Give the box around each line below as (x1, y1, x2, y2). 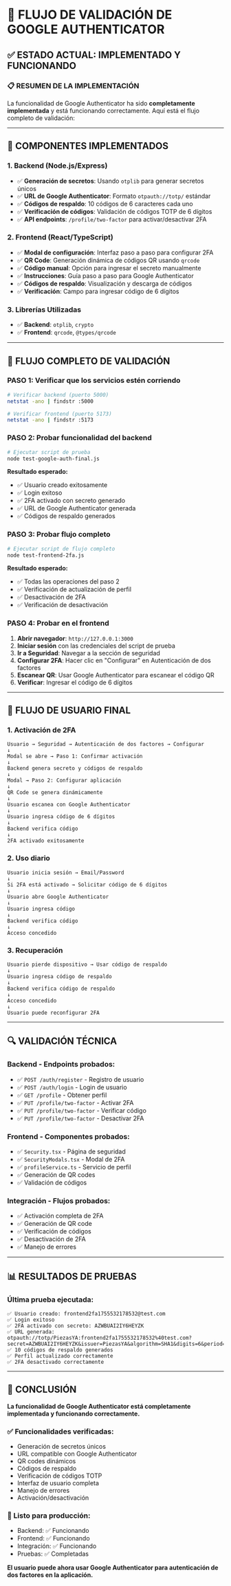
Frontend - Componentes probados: (7, 1131, 130, 1141)
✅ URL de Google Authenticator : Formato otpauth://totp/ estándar (16, 192, 211, 200)
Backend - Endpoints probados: (7, 1060, 115, 1069)
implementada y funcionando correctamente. (7, 1409, 140, 1418)
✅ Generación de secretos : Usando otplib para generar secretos (16, 177, 204, 185)
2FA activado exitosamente (7, 837, 85, 844)
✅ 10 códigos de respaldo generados (7, 1346, 113, 1354)
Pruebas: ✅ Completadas (16, 1549, 89, 1558)
